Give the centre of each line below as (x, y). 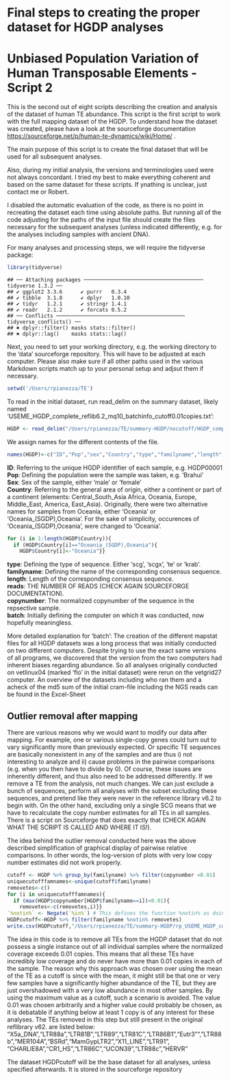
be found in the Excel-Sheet (47, 694)
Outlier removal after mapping (73, 716)
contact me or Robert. (38, 192)
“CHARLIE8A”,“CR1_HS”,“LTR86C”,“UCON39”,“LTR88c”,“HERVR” (98, 1048)
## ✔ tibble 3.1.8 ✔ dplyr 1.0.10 (68, 298)
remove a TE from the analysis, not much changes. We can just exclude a (111, 783)
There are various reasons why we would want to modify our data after (107, 733)
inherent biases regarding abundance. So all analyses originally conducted (112, 665)
